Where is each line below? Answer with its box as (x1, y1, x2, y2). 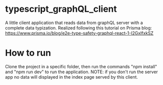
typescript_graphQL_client (5, 3, 117, 15)
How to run (5, 48, 51, 58)
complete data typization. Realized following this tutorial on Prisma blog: (5, 25, 152, 30)
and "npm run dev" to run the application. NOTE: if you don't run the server (5, 69, 158, 75)
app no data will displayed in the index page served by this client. (5, 74, 138, 80)
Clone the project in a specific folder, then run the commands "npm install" (5, 63, 157, 69)
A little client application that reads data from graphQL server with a (5, 20, 143, 26)
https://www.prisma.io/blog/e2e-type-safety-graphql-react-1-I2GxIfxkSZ (5, 30, 154, 36)
